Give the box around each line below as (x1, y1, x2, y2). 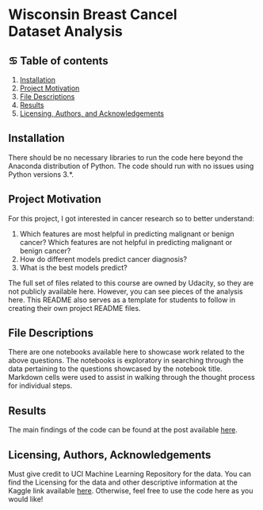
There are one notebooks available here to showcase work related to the (8, 347, 245, 357)
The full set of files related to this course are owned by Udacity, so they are (8, 278, 254, 287)
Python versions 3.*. (8, 169, 74, 179)
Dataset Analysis (8, 22, 123, 40)
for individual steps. (8, 381, 73, 390)
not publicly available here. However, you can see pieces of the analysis (8, 286, 243, 296)
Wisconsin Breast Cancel (8, 6, 177, 24)
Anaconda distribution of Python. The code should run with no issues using (8, 161, 254, 171)
